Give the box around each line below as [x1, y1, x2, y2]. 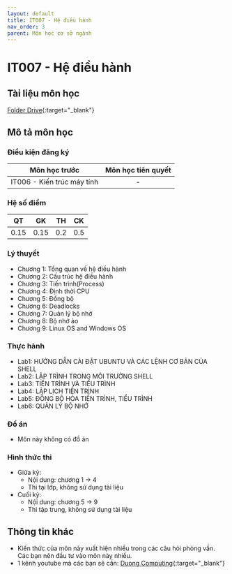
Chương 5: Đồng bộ [17, 294, 75, 302]
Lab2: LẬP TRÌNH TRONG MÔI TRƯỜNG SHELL [17, 371, 153, 381]
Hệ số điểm [7, 198, 47, 207]
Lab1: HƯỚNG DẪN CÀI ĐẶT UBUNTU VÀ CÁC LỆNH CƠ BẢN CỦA [17, 357, 208, 365]
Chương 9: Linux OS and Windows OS [17, 324, 127, 332]
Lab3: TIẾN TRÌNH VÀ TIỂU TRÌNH [17, 379, 116, 388]
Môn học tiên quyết [105, 165, 172, 175]
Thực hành [7, 341, 45, 351]
